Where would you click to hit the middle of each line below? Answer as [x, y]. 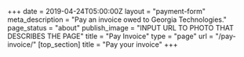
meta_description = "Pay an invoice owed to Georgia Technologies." [117, 20]
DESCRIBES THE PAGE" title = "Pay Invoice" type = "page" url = [111, 36]
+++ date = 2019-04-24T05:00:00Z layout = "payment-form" [106, 11]
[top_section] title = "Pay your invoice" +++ [108, 45]
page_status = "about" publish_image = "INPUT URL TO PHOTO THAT [121, 28]
